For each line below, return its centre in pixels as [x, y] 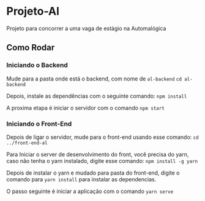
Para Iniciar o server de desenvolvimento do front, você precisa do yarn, [98, 154]
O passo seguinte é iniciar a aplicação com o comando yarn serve [90, 191]
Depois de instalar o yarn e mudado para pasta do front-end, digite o [93, 173]
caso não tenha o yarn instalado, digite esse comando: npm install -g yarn [102, 160]
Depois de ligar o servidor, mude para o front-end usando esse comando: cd [102, 137]
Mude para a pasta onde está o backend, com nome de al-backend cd [94, 79]
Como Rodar [31, 48]
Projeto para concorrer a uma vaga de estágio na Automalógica [86, 28]
